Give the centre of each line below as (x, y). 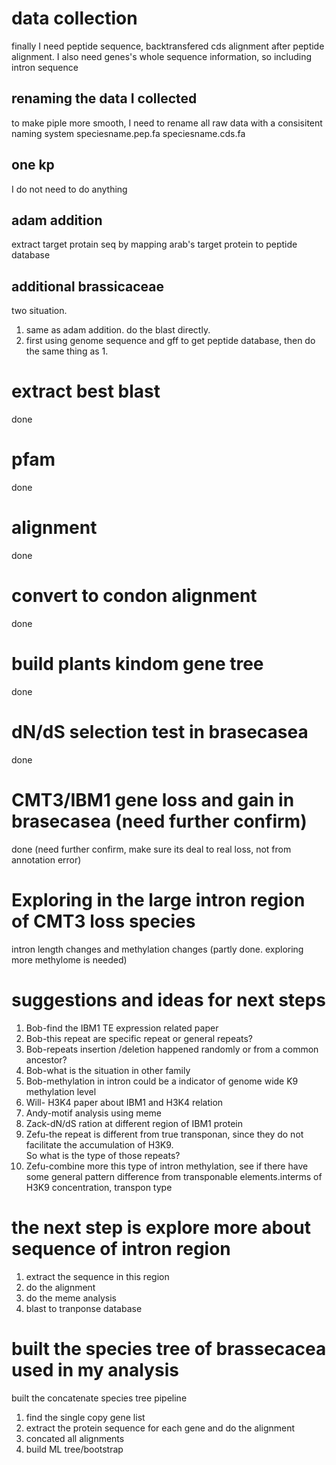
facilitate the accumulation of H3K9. (99, 1144)
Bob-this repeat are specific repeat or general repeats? (139, 1038)
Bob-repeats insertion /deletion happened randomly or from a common (172, 1049)
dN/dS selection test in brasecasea (160, 732)
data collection (74, 18)
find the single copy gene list (85, 1417)
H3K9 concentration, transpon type (99, 1187)
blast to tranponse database (84, 1308)
